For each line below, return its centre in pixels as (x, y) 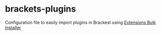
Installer (13, 27)
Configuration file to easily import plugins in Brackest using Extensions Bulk (80, 22)
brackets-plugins (40, 9)
